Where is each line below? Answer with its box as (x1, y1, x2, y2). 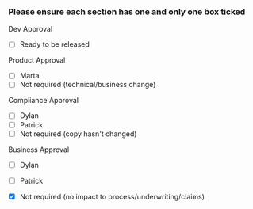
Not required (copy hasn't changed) (19, 129, 137, 139)
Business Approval (8, 145, 70, 154)
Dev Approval (8, 25, 53, 34)
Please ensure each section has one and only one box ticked (8, 6, 246, 17)
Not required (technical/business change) (19, 80, 156, 89)
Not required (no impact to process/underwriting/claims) (19, 192, 205, 201)
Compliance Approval (8, 96, 79, 105)
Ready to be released (19, 40, 90, 49)
